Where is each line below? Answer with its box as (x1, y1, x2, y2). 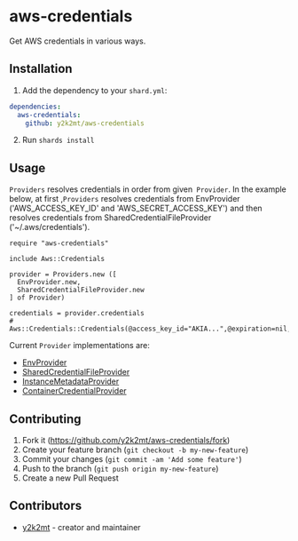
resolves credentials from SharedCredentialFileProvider (9, 212, 212, 223)
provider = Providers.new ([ (9, 270, 117, 279)
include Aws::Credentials (9, 255, 105, 264)
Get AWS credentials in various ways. (9, 36, 146, 46)
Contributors (9, 498, 82, 513)
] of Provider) (9, 293, 66, 303)
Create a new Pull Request (21, 473, 120, 483)
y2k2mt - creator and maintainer (21, 521, 141, 532)
